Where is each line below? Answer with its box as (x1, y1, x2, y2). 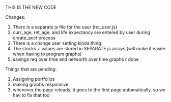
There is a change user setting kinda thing (12, 40, 101, 46)
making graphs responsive (12, 81, 69, 87)
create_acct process (12, 35, 56, 41)
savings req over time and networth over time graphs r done (12, 56, 139, 62)
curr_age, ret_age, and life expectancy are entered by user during (12, 29, 150, 35)
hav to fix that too (12, 92, 50, 98)
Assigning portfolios (12, 76, 55, 82)
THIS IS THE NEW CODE (5, 5, 57, 10)
